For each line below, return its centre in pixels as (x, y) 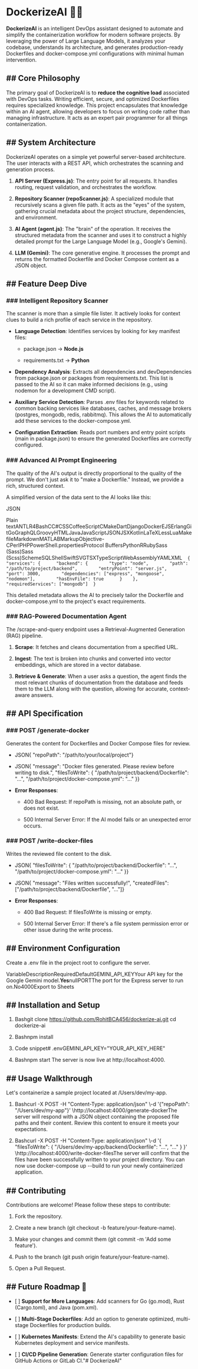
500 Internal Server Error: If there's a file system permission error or (106, 923)
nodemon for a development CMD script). (65, 391)
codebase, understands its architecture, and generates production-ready (95, 47)
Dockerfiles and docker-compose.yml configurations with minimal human (95, 53)
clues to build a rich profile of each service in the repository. (79, 320)
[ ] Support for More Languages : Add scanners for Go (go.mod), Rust (99, 1301)
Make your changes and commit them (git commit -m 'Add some (93, 1239)
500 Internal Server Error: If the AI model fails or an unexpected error (107, 819)
